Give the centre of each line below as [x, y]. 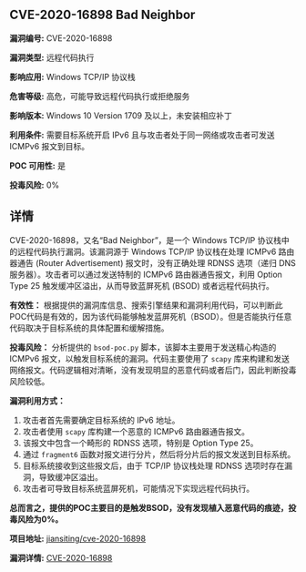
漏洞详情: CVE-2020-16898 [61, 557]
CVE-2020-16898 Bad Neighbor [102, 15]
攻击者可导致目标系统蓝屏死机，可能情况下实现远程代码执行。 [138, 488]
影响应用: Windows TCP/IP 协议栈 [73, 77]
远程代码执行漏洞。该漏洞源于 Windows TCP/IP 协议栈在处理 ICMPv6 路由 [156, 251]
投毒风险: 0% [35, 185]
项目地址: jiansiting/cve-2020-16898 [78, 538]
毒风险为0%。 [36, 519]
